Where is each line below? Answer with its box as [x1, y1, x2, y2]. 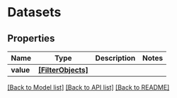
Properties [7, 32, 55, 44]
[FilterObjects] [38, 65, 88, 75]
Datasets [7, 4, 62, 20]
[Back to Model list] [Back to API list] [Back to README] [7, 83, 170, 92]
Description [95, 54, 136, 63]
